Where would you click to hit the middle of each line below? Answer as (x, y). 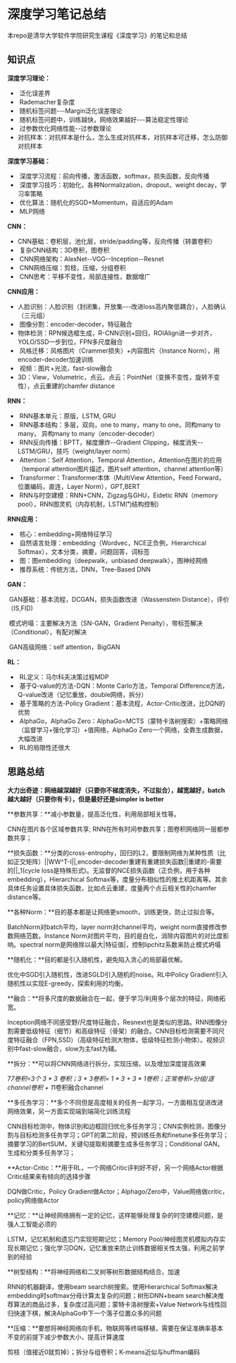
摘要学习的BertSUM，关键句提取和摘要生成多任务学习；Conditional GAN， (116, 1144)
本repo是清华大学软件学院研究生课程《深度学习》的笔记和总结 (98, 35)
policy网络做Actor (33, 1200)
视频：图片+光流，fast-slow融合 (66, 368)
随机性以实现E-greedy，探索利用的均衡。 (67, 983)
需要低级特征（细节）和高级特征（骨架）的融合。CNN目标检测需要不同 (116, 1031)
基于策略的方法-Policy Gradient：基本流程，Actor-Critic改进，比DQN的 (122, 703)
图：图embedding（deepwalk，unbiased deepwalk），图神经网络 (113, 560)
